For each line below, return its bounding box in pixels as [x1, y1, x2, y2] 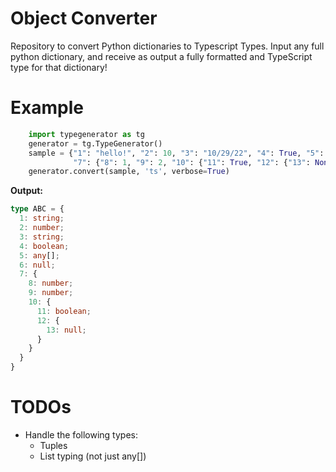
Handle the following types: [24, 428, 138, 441]
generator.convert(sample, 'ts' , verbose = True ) [28, 167, 230, 177]
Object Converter [10, 7, 158, 30]
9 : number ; [28, 288, 74, 298]
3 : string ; [19, 232, 65, 242]
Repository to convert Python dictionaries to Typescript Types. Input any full [10, 40, 325, 52]
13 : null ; [46, 325, 87, 335]
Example [10, 97, 84, 119]
